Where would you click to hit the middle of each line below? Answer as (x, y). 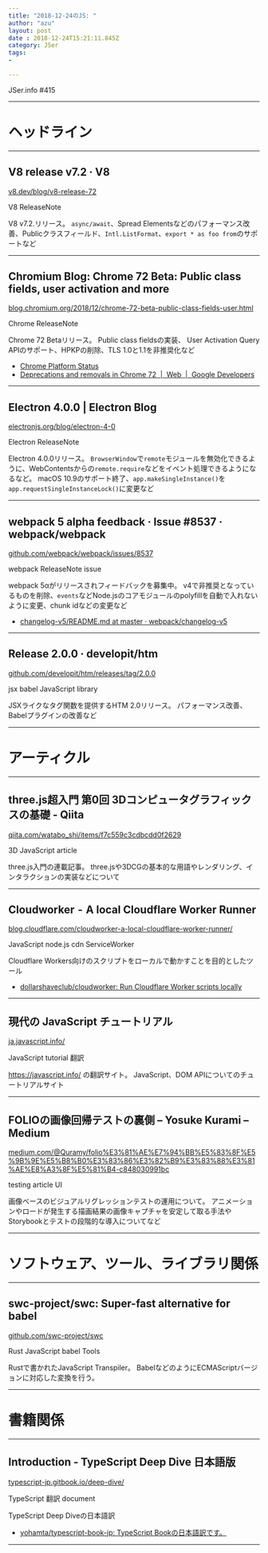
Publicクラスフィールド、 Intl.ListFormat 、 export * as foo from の (133, 234)
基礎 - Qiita (57, 815)
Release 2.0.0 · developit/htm (83, 654)
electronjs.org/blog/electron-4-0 (62, 427)
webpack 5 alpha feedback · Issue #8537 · (116, 522)
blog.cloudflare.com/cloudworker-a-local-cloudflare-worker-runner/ (120, 929)
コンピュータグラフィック (189, 800)
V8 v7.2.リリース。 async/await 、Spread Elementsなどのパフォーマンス (126, 223)
